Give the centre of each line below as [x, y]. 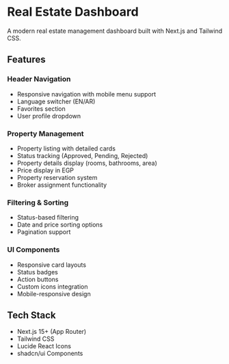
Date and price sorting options [60, 225]
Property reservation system [57, 177]
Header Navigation [39, 79]
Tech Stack [31, 315]
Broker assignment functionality [62, 185]
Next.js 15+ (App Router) [52, 332]
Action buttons [38, 279]
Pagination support [44, 232]
